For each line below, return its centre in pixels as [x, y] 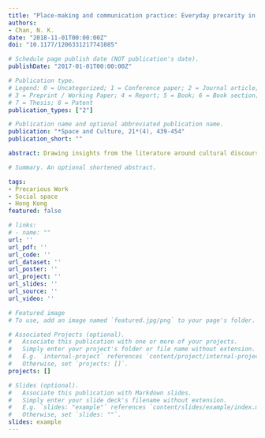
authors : [22, 23]
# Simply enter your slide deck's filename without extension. [118, 400]
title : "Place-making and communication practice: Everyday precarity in [132, 15]
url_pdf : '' [28, 247]
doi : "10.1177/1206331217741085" [63, 45]
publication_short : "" [45, 139]
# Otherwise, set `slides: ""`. [65, 415]
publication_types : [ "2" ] [50, 110]
